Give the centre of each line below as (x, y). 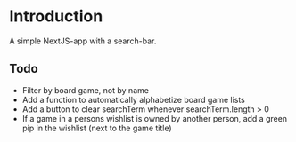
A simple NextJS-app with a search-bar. (83, 41)
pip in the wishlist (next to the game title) (97, 128)
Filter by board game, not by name (86, 90)
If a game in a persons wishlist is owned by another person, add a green (155, 118)
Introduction (56, 16)
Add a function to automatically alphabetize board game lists (133, 99)
